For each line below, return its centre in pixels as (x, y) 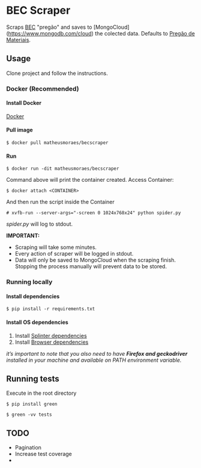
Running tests (33, 379)
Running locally (29, 282)
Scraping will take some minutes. (56, 247)
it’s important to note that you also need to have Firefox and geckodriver (97, 353)
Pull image (19, 130)
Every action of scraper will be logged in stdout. (74, 254)
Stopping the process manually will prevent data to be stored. (91, 266)
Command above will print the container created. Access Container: (90, 180)
